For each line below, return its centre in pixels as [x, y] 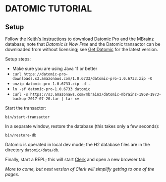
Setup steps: [18, 59]
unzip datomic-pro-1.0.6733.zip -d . [51, 84]
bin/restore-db [21, 135]
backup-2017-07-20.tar [36, 99]
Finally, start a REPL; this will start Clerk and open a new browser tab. [76, 159]
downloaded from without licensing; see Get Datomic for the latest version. [82, 49]
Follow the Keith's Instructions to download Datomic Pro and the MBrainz [80, 39]
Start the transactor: [26, 108]
